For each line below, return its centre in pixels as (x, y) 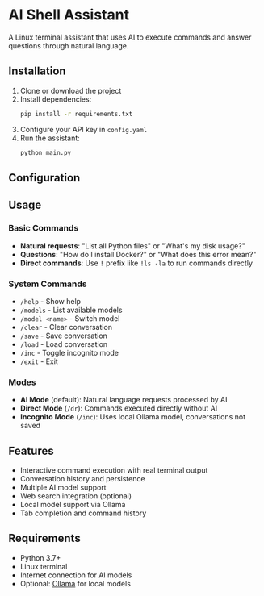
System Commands (48, 284)
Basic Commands (44, 228)
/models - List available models (71, 310)
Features (31, 450)
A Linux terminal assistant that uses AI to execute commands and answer (130, 37)
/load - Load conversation (64, 344)
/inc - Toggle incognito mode (69, 352)
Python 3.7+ (40, 557)
